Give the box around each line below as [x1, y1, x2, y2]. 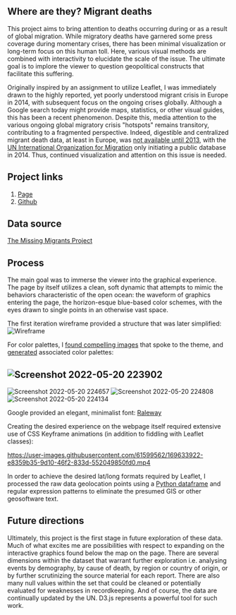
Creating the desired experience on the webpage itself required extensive [7, 422, 221, 431]
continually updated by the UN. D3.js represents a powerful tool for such [7, 593, 218, 602]
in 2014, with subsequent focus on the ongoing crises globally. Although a [7, 98, 222, 107]
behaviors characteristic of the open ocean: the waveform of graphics [7, 291, 211, 299]
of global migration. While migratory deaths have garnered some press [7, 32, 213, 40]
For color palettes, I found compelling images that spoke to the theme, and [7, 340, 224, 349]
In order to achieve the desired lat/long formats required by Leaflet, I [7, 472, 206, 481]
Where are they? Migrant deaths [7, 6, 153, 18]
